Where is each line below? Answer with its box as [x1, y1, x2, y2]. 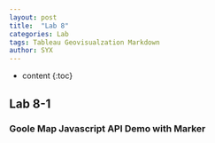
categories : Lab [9, 29, 69, 38]
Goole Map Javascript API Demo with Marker [9, 123, 206, 135]
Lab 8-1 [9, 96, 51, 111]
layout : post [9, 12, 58, 22]
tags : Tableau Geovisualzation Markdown [9, 37, 161, 47]
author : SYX [9, 46, 53, 55]
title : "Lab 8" [9, 21, 69, 30]
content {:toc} [21, 70, 73, 81]
